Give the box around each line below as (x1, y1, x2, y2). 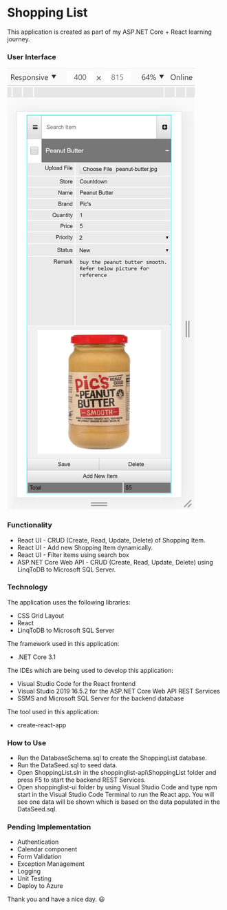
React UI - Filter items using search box (17, 550, 129, 559)
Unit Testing (17, 874, 52, 883)
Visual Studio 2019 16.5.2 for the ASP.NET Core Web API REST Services (17, 687, 220, 695)
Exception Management (17, 860, 85, 868)
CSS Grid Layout (17, 611, 65, 620)
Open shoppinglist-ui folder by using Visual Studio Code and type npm (17, 783, 218, 791)
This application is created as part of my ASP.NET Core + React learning (7, 28, 212, 36)
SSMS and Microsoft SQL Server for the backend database (17, 694, 184, 702)
